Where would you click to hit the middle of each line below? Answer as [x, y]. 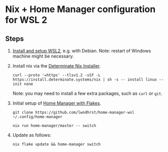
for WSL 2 [26, 20]
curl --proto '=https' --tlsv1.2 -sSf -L [56, 75]
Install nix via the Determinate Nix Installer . [57, 66]
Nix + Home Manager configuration [80, 9]
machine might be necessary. [43, 56]
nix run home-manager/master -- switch [54, 126]
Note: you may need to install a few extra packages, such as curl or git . [87, 93]
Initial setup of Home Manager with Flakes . [57, 103]
